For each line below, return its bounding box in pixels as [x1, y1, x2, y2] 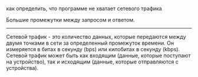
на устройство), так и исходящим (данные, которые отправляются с [6, 58, 179, 65]
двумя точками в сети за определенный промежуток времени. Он [6, 39, 174, 46]
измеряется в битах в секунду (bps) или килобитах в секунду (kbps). [6, 46, 180, 52]
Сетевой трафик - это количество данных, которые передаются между [6, 34, 186, 40]
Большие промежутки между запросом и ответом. [6, 16, 136, 23]
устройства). [6, 65, 39, 71]
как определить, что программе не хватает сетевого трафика [6, 5, 162, 12]
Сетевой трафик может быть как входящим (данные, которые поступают [6, 52, 191, 59]
